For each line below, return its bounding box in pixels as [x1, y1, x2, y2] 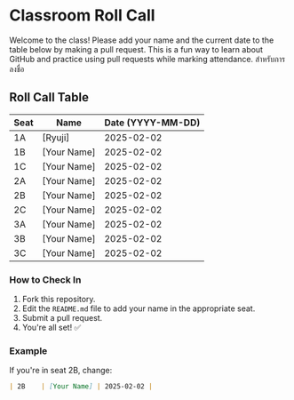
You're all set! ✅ [21, 322, 82, 333]
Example [9, 344, 48, 356]
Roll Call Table [9, 90, 89, 105]
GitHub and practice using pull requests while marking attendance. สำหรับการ [9, 53, 286, 64]
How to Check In [9, 273, 82, 285]
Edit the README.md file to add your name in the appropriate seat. [21, 303, 256, 314]
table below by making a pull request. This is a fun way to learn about [9, 44, 264, 54]
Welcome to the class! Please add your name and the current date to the [9, 35, 274, 45]
